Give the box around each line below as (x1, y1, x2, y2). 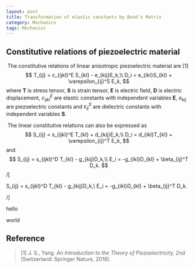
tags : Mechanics (6, 25, 46, 31)
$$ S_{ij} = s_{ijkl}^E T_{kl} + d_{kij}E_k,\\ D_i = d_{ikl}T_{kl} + (25, 130, 173, 138)
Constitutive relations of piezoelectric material (6, 46, 180, 56)
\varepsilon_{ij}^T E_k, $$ (68, 137, 130, 144)
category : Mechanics (6, 19, 57, 25)
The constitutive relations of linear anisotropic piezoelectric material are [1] (7, 62, 189, 69)
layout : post (6, 8, 38, 15)
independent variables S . (6, 110, 66, 118)
